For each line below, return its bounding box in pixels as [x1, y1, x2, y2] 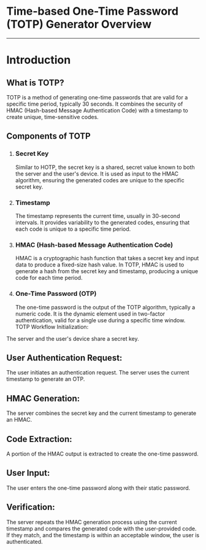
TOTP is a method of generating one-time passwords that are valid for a [6, 93, 188, 101]
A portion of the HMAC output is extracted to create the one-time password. [6, 450, 199, 457]
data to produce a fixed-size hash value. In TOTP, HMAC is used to [15, 261, 185, 268]
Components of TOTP [6, 131, 91, 142]
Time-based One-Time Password [6, 4, 179, 18]
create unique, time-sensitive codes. [6, 113, 99, 120]
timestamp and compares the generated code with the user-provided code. [6, 525, 197, 532]
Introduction [6, 53, 71, 67]
